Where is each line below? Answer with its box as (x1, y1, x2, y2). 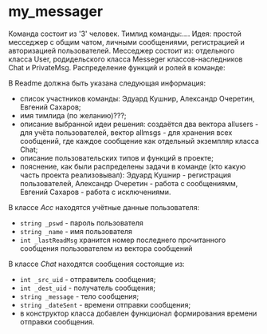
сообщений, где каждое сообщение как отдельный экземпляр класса (19, 136, 259, 145)
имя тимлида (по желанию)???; (19, 110, 127, 120)
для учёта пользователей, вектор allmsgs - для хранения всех (19, 127, 233, 137)
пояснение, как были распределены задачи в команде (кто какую (19, 161, 246, 171)
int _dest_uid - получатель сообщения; (19, 283, 156, 292)
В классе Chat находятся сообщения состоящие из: (8, 259, 185, 268)
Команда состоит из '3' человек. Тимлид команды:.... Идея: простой (8, 29, 241, 38)
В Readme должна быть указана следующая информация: (8, 78, 206, 88)
